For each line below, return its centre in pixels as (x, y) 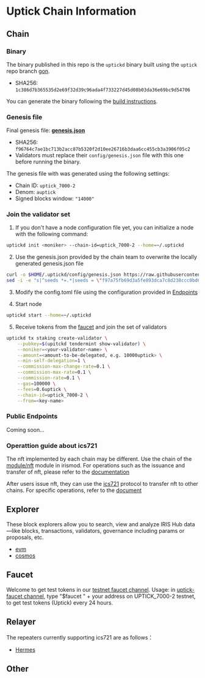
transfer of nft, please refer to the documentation (68, 472)
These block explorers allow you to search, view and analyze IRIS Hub (95, 524)
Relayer (21, 622)
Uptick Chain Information (71, 11)
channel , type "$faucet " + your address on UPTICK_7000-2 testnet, (110, 596)
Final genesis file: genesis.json (46, 130)
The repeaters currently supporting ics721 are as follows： (80, 637)
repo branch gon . (28, 71)
